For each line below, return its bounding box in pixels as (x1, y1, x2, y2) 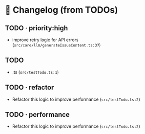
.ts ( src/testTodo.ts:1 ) (12, 69, 59, 75)
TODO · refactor (5, 83, 54, 92)
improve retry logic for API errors (12, 37, 79, 43)
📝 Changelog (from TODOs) (5, 4, 118, 16)
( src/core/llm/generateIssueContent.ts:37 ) (12, 42, 101, 48)
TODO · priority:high (5, 24, 68, 32)
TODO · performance (5, 111, 70, 119)
